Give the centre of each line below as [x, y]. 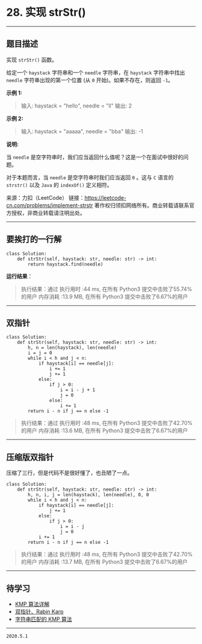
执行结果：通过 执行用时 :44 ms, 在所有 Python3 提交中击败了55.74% [106, 289]
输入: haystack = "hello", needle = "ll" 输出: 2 [76, 106]
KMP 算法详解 [32, 604]
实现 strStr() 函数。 [32, 59]
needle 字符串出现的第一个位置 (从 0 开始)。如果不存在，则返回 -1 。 [90, 80]
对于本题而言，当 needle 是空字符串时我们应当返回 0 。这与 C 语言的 [90, 177]
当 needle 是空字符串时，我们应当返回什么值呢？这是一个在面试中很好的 [95, 157]
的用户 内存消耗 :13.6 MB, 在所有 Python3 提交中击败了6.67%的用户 [104, 431]
